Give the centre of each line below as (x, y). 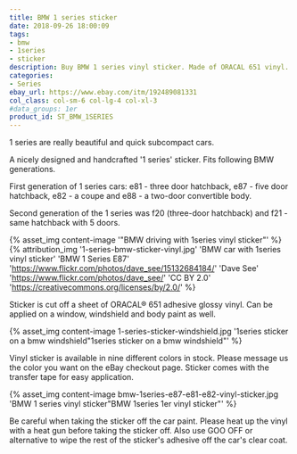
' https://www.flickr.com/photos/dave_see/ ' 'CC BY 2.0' (110, 278)
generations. (33, 169)
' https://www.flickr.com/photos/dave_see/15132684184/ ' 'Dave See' (134, 268)
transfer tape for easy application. (71, 377)
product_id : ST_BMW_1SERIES (62, 117)
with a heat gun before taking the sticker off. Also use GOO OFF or (131, 431)
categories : (31, 76)
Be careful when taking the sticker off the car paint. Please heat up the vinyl (148, 421)
